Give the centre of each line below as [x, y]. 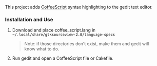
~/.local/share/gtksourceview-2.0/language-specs [64, 35]
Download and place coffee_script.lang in [54, 30]
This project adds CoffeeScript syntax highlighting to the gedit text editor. [79, 7]
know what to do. [42, 49]
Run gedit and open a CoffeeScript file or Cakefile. [63, 58]
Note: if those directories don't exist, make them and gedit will [87, 44]
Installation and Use [29, 19]
